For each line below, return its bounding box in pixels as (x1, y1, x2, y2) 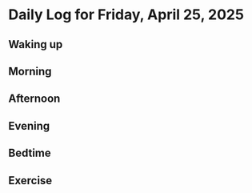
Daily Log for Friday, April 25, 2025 (8, 6, 244, 24)
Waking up (8, 38, 63, 51)
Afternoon (8, 92, 61, 106)
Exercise (8, 174, 53, 187)
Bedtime (8, 147, 52, 160)
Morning (8, 64, 52, 78)
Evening (8, 119, 50, 133)
